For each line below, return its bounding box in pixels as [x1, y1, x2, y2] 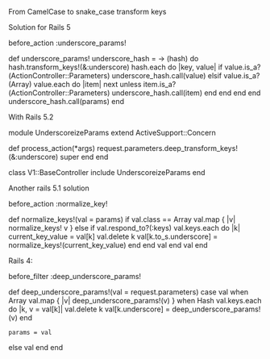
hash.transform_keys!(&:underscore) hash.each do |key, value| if [8, 62, 223, 72]
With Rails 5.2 [8, 112, 54, 122]
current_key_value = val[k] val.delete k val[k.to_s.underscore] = [8, 232, 218, 241]
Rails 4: [8, 256, 33, 265]
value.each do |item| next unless [33, 80, 142, 89]
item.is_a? [143, 80, 177, 89]
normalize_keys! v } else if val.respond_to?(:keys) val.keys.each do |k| [8, 223, 240, 232]
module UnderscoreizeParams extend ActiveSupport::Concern [8, 128, 216, 137]
